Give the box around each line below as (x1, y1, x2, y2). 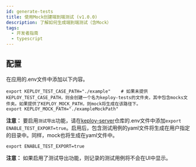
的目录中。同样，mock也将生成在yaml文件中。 (6, 131, 118, 138)
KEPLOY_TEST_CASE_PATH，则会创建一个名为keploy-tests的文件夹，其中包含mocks (6, 94, 184, 100)
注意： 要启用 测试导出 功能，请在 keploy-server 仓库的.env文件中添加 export (6, 117, 182, 124)
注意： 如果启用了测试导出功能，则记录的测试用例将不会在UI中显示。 (6, 154, 171, 161)
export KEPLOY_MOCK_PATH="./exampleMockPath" (6, 106, 118, 112)
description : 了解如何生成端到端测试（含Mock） (6, 19, 112, 25)
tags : (6, 25, 19, 31)
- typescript (11, 36, 43, 42)
